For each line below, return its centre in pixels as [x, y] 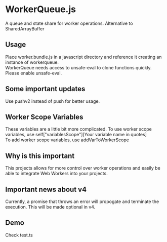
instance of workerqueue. [32, 62]
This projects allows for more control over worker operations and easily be [83, 168]
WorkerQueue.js [40, 9]
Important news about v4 [46, 189]
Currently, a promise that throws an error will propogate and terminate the [82, 201]
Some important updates [45, 89]
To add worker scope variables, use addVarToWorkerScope [67, 140]
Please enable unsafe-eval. [34, 73]
